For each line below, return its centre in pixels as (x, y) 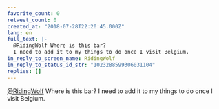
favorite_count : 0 (33, 13)
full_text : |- (28, 39)
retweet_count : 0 (32, 20)
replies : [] (24, 71)
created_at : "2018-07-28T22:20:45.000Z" (66, 26)
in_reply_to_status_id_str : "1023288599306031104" (81, 65)
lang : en (20, 33)
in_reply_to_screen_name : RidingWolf (61, 59)
